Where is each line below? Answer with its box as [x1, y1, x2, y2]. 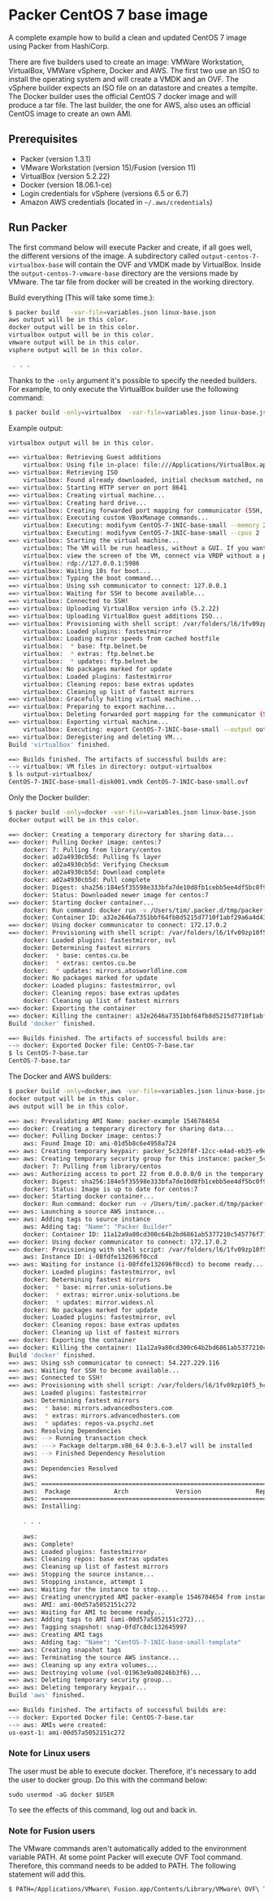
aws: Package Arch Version [23, 1487, 201, 1495]
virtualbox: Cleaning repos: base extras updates [23, 680, 195, 688]
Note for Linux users [8, 1747, 91, 1759]
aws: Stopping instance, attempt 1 [23, 1578, 144, 1586]
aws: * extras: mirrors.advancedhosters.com [23, 1412, 180, 1420]
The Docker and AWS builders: [8, 1071, 111, 1082]
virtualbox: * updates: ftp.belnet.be [23, 658, 158, 666]
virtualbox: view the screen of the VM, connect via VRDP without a [23, 551, 260, 560]
